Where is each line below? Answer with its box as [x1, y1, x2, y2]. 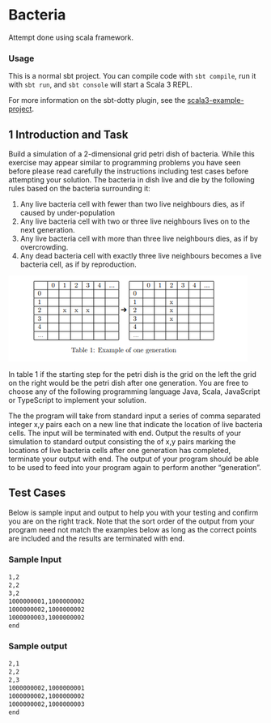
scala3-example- [187, 96, 244, 105]
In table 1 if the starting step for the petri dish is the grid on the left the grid [8, 370, 257, 379]
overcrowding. [19, 242, 69, 252]
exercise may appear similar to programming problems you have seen [8, 158, 241, 168]
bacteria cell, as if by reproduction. [19, 259, 138, 269]
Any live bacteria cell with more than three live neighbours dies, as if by [19, 233, 259, 244]
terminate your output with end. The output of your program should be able [8, 454, 259, 464]
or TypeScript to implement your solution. [8, 396, 147, 405]
